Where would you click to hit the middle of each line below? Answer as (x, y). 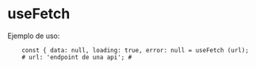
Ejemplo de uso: (34, 36)
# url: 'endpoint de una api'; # (77, 57)
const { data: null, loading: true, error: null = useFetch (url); (135, 50)
